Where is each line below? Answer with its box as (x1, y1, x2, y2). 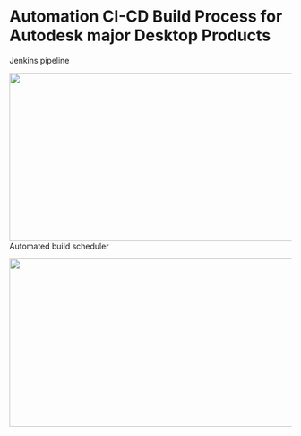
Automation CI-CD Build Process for (9, 6, 283, 27)
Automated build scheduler (9, 240, 109, 251)
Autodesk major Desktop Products (9, 25, 271, 46)
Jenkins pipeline (9, 55, 70, 65)
